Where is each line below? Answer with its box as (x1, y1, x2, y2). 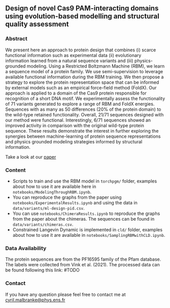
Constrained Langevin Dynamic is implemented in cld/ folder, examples (12, 226, 163, 233)
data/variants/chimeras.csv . (12, 221, 74, 227)
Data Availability (5, 244, 47, 252)
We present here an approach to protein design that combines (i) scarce (5, 47, 156, 53)
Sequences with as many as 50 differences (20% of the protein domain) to (5, 106, 161, 112)
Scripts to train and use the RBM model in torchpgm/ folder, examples (12, 178, 157, 184)
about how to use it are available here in (12, 183, 96, 190)
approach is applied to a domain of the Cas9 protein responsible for (5, 90, 147, 96)
